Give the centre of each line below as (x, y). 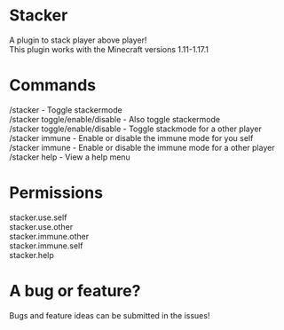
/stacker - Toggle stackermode (66, 110)
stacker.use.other (41, 226)
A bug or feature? (75, 291)
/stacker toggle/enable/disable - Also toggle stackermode (114, 119)
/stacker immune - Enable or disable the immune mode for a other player (142, 147)
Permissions (56, 193)
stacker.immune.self (46, 246)
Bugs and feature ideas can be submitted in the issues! (110, 315)
